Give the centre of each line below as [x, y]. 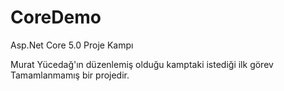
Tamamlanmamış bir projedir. [70, 75]
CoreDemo [56, 17]
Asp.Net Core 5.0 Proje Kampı [72, 45]
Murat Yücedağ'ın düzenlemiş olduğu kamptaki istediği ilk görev [142, 64]
